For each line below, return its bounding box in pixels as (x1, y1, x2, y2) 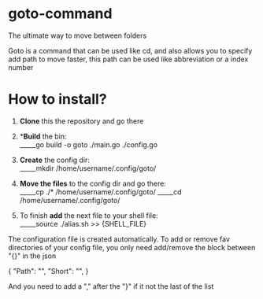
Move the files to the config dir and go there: (19, 179, 167, 188)
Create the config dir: (19, 155, 91, 164)
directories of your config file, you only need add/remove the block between (8, 242, 256, 252)
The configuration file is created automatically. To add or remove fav (8, 234, 231, 244)
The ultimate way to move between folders (8, 31, 147, 40)
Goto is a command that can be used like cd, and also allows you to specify (8, 46, 253, 55)
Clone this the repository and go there (19, 116, 144, 126)
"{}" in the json (8, 251, 57, 260)
